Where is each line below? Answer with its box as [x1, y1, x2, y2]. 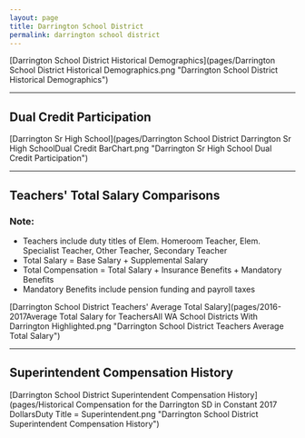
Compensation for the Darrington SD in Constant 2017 [75, 399, 278, 410]
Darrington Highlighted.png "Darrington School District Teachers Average [9, 320, 284, 332]
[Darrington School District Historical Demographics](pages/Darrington [9, 55, 276, 66]
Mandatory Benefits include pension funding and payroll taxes [22, 284, 256, 294]
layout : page [9, 13, 59, 23]
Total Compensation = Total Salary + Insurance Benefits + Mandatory [22, 264, 282, 275]
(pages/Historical [9, 399, 74, 410]
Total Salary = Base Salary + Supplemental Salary [22, 254, 209, 265]
